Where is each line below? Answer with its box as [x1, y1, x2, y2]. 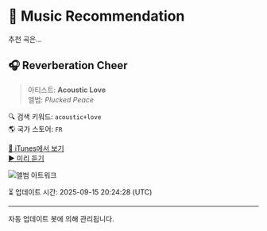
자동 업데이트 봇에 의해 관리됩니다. [8, 214, 114, 223]
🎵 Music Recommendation [8, 7, 185, 25]
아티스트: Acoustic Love [27, 85, 106, 94]
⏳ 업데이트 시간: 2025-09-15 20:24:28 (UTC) [8, 187, 153, 197]
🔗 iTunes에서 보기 [8, 143, 65, 153]
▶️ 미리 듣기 [8, 153, 45, 163]
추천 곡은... [8, 34, 42, 44]
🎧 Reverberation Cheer [8, 59, 129, 72]
